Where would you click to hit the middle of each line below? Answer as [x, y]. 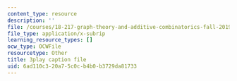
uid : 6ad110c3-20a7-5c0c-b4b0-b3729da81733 [72, 66]
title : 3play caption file [47, 60]
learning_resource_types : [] [50, 40]
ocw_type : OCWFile [34, 46]
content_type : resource [42, 14]
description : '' [31, 20]
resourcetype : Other [38, 54]
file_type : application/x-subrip [56, 33]
